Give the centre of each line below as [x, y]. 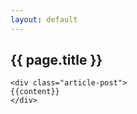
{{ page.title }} [56, 60]
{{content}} [35, 92]
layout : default [44, 19]
